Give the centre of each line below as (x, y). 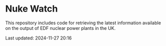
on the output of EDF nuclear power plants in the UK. (60, 28)
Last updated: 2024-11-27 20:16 (39, 38)
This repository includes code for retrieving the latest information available (83, 23)
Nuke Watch (32, 9)
